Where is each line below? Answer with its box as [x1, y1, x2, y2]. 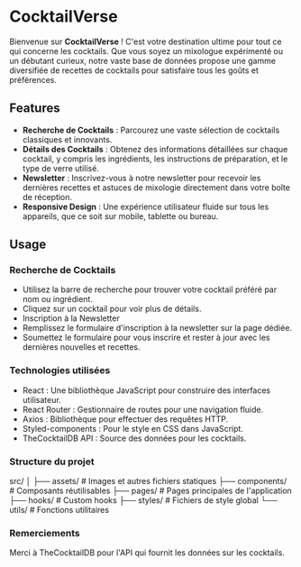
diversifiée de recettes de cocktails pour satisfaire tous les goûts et [9, 65, 260, 76]
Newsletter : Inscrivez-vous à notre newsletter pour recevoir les [22, 172, 261, 183]
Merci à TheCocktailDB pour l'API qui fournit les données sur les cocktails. [9, 547, 286, 558]
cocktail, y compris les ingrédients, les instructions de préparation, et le [22, 153, 288, 164]
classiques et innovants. [22, 133, 113, 145]
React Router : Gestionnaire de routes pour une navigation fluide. [22, 404, 264, 415]
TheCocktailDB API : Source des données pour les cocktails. [22, 433, 247, 444]
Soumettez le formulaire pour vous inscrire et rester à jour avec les [22, 332, 270, 343]
